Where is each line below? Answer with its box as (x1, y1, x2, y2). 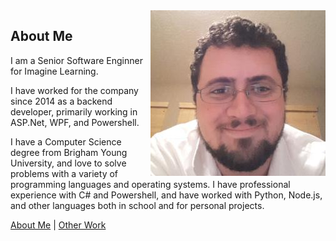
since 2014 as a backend (10, 95, 113, 107)
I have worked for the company (10, 84, 139, 96)
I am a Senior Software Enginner (10, 54, 143, 66)
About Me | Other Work (10, 219, 107, 231)
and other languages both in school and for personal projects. (10, 199, 265, 211)
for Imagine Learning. (10, 65, 99, 77)
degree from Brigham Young (10, 146, 128, 158)
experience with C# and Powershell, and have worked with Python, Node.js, (10, 189, 323, 201)
